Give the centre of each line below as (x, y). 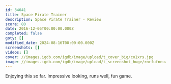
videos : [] (17, 52)
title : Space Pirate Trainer (36, 15)
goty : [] (15, 38)
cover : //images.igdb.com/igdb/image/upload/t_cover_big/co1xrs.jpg (79, 57)
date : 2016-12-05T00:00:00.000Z (39, 29)
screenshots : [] (22, 48)
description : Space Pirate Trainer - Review (53, 19)
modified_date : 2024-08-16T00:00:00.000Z (50, 43)
